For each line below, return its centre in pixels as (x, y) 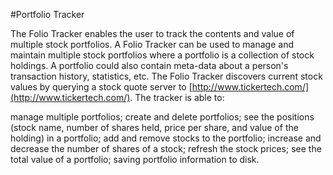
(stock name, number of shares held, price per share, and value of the (154, 127)
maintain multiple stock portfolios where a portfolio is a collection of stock (162, 55)
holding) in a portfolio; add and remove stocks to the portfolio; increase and (166, 138)
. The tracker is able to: (177, 97)
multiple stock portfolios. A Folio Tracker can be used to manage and (152, 44)
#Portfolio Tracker (47, 14)
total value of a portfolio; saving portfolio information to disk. (135, 159)
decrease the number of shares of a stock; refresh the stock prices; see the (166, 148)
